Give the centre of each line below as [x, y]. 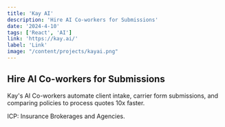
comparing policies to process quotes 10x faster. [76, 102]
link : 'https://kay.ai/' [43, 39]
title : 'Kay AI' [30, 13]
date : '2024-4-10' [33, 26]
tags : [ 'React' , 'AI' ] [40, 32]
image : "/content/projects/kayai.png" [63, 52]
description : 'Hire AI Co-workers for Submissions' [83, 20]
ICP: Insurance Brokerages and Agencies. [66, 116]
